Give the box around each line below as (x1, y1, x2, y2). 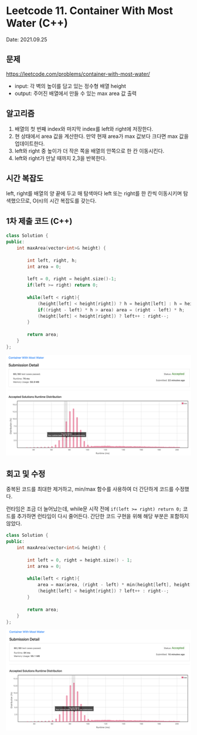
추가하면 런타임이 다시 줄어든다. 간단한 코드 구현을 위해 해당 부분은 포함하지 (16, 513, 189, 520)
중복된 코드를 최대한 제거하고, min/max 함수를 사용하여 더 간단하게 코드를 (6, 485, 174, 493)
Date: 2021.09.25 (6, 36, 47, 43)
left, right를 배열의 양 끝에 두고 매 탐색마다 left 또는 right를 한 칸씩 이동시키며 (6, 190, 182, 197)
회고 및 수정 (6, 469, 46, 479)
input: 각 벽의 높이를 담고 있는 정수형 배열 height (14, 82, 126, 89)
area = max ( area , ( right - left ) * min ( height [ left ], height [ (37, 582, 193, 588)
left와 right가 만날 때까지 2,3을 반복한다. (14, 154, 107, 162)
